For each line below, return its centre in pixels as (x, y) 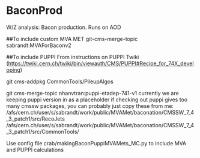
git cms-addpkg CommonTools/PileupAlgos (60, 81)
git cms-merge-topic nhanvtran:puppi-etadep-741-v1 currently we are (92, 93)
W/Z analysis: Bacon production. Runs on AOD (64, 27)
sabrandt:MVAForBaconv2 (39, 45)
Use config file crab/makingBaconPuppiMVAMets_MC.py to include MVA (96, 143)
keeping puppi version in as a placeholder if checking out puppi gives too (97, 100)
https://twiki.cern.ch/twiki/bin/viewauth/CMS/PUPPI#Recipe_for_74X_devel (101, 63)
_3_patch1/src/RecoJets (35, 119)
